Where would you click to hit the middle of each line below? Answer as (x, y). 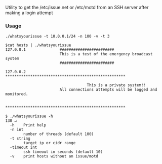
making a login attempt (29, 13)
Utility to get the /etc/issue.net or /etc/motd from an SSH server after (77, 7)
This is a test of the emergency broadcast (106, 54)
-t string (20, 139)
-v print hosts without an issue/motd (54, 156)
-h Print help (28, 125)
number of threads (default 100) (59, 134)
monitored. (17, 94)
